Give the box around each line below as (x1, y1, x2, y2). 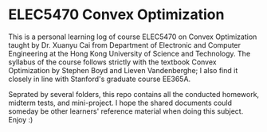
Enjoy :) (8, 115, 33, 124)
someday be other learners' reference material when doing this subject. (8, 106, 244, 116)
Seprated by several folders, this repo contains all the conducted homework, (8, 89, 260, 99)
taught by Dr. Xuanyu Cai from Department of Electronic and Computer (8, 40, 241, 49)
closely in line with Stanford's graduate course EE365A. (8, 74, 191, 83)
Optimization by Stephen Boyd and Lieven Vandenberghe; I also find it (8, 65, 238, 75)
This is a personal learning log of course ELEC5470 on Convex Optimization (8, 32, 257, 41)
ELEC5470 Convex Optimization (8, 6, 225, 24)
